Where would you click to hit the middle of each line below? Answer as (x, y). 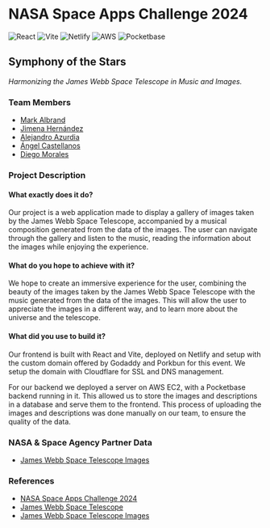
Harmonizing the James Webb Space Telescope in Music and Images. (125, 81)
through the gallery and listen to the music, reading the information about (130, 239)
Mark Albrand (43, 120)
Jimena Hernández (52, 129)
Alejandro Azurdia (50, 137)
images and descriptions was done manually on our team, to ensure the (127, 412)
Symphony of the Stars (67, 62)
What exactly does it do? (51, 194)
